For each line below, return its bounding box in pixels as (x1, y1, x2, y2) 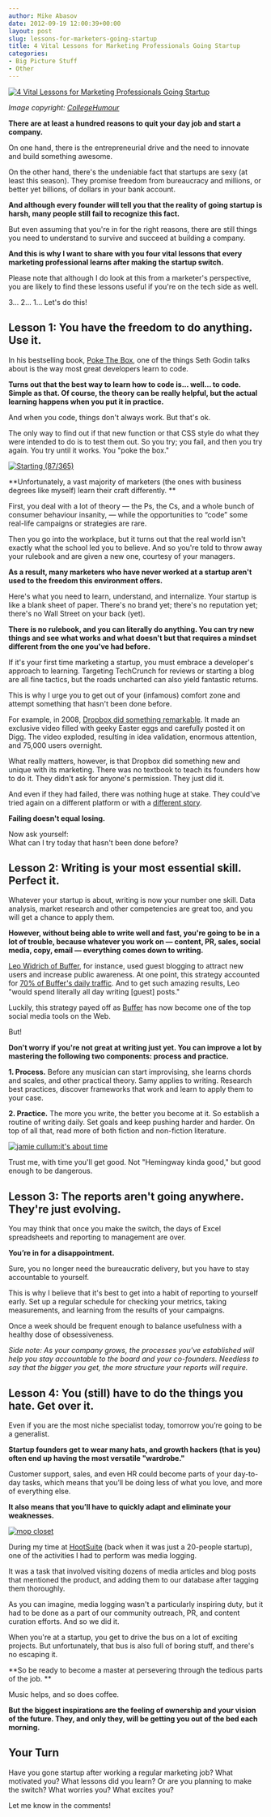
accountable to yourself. (8, 1273, 90, 1282)
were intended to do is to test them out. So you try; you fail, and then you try (8, 436, 263, 446)
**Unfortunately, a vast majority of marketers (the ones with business (8, 476, 242, 487)
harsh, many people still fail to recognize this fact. (8, 208, 180, 218)
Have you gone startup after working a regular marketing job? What (8, 1768, 233, 1777)
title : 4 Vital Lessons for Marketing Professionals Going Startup (8, 42, 241, 50)
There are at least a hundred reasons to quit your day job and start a (8, 118, 241, 128)
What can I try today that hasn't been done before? (8, 837, 179, 848)
